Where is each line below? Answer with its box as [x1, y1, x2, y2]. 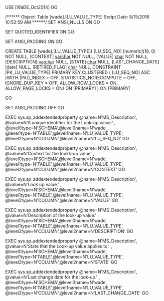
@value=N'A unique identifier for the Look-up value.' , [5, 120, 116, 125]
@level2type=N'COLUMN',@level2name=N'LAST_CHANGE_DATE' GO [5, 290, 149, 296]
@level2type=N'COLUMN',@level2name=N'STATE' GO [5, 259, 118, 265]
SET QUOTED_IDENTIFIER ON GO [5, 29, 74, 34]
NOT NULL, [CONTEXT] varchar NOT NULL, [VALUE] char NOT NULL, [5, 53, 149, 59]
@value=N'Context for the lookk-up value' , [5, 151, 95, 156]
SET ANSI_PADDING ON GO [5, 38, 62, 44]
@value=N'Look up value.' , [5, 182, 62, 187]
